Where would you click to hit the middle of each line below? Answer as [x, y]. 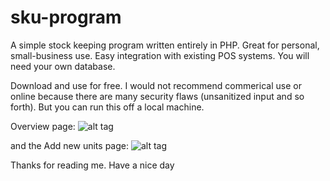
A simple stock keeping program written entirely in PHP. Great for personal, [165, 45]
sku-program [66, 17]
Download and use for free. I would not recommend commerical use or [156, 85]
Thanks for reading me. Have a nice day [92, 165]
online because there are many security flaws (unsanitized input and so [157, 96]
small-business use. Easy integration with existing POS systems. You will [160, 55]
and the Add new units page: [69, 145]
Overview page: [43, 126]
